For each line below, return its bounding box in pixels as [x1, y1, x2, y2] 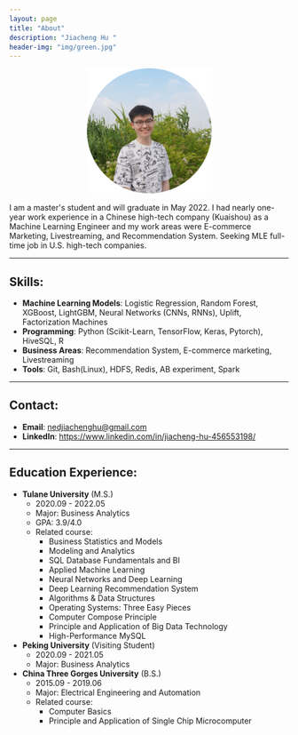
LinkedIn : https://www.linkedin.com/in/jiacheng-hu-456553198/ [21, 431, 256, 442]
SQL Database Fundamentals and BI [48, 555, 180, 565]
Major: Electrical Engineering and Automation [35, 687, 201, 698]
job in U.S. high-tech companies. [27, 240, 147, 251]
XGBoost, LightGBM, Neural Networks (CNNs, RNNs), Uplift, [21, 308, 242, 318]
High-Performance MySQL [48, 630, 146, 641]
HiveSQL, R [21, 336, 64, 347]
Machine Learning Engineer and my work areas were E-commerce [9, 221, 252, 232]
